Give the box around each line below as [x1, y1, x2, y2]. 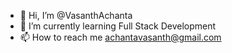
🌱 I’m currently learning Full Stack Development [19, 20, 217, 32]
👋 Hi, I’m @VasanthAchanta [19, 10, 133, 21]
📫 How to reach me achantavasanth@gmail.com [19, 31, 222, 43]
